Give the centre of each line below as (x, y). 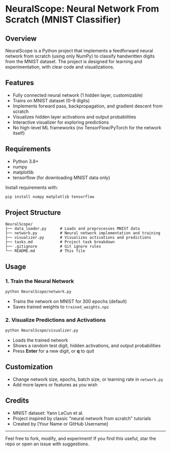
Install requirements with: (32, 187)
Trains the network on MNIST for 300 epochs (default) (70, 301)
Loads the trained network (40, 340)
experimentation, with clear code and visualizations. (60, 67)
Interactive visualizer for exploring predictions (61, 122)
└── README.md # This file (45, 251)
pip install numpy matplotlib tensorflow (50, 196)
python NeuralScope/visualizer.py (42, 331)
